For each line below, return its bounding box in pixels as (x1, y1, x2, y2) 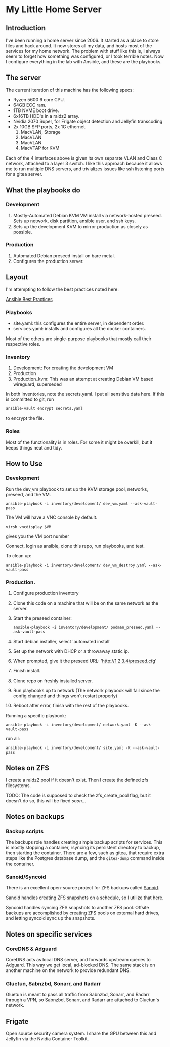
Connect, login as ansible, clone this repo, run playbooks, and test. (6, 543, 145, 549)
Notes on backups (6, 812, 65, 821)
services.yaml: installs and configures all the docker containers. (13, 325, 146, 331)
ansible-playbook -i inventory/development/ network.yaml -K (6, 722, 138, 728)
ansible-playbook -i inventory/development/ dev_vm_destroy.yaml (6, 563, 146, 568)
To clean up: (6, 553, 32, 559)
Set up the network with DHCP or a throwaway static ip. (13, 648, 130, 654)
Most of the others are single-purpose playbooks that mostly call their (6, 335, 152, 342)
